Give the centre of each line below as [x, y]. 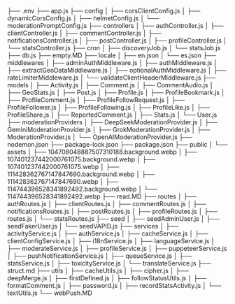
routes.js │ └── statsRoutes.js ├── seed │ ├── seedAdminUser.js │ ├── [114, 219]
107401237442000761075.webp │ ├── [63, 167]
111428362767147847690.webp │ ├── [63, 181]
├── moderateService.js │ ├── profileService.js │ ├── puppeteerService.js [117, 248]
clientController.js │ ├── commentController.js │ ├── [85, 33]
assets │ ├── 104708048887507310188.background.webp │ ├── [102, 152]
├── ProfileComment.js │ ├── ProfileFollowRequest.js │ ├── [96, 100]
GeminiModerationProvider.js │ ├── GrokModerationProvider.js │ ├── [109, 130]
